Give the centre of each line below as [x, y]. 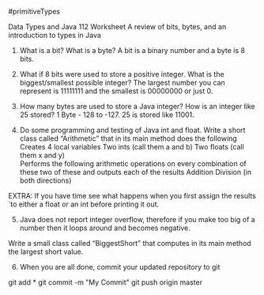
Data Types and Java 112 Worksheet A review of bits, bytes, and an [117, 26]
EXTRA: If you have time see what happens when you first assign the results [132, 196]
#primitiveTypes [34, 11]
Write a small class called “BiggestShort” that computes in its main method [130, 243]
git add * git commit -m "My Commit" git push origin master [106, 282]
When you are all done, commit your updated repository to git [120, 267]
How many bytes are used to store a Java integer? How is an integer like [137, 106]
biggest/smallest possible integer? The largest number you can [122, 83]
